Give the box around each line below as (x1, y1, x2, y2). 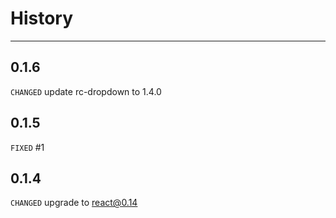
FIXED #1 (10, 141, 45, 153)
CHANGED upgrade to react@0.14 (10, 197, 138, 209)
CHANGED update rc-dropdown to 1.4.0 (10, 85, 162, 97)
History (10, 7, 74, 30)
